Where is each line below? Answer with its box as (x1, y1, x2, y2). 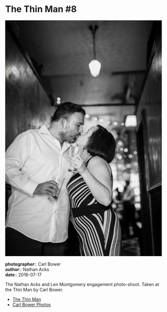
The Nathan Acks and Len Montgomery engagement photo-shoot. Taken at (5, 281, 160, 287)
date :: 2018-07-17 (5, 272, 42, 278)
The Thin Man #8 (5, 3, 77, 15)
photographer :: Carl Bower (5, 261, 61, 267)
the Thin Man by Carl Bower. (5, 287, 64, 293)
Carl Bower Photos (12, 302, 51, 308)
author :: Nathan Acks (5, 266, 50, 272)
